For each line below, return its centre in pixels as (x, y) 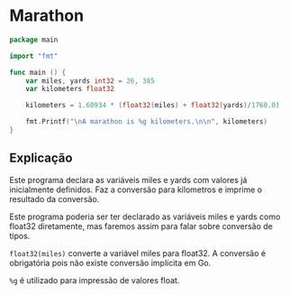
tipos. (20, 235)
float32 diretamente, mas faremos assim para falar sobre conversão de (141, 226)
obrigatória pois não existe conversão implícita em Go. (110, 263)
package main (34, 40)
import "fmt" (34, 56)
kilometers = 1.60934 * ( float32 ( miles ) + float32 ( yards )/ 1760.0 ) (153, 106)
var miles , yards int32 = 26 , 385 (90, 81)
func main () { (38, 72)
